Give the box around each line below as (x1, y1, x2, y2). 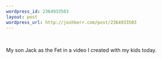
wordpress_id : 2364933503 (6, 8, 69, 15)
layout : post (6, 14, 38, 20)
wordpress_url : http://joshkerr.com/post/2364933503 (6, 19, 137, 25)
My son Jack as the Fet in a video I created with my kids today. (6, 47, 157, 54)
